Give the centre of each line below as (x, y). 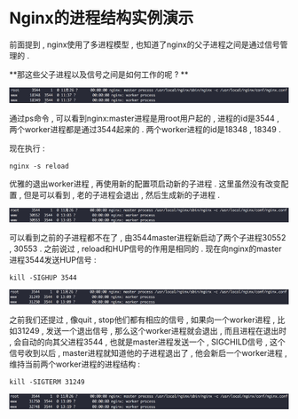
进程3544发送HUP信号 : (53, 260)
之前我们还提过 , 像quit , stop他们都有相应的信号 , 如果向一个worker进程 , (142, 320)
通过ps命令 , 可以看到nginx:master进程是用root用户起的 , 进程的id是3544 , (144, 118)
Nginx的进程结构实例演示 (102, 18)
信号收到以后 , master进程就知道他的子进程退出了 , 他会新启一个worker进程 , (149, 353)
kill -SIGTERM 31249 (47, 383)
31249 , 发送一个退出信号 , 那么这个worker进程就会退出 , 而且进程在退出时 (151, 331)
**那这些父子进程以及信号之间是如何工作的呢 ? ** (99, 74)
